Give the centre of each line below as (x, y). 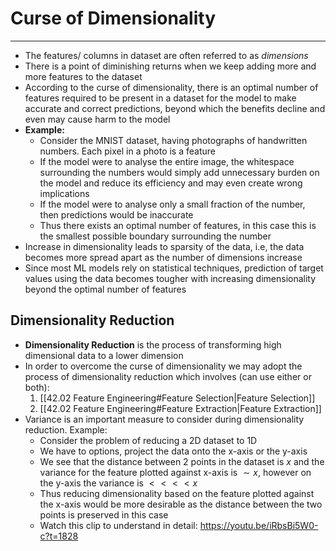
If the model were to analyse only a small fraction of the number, (172, 204)
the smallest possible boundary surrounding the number (155, 236)
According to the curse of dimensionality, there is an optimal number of (171, 87)
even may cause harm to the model (97, 119)
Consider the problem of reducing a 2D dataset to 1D (148, 440)
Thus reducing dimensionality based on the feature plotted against (177, 493)
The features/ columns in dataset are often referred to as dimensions (166, 55)
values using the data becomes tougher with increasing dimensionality (170, 278)
